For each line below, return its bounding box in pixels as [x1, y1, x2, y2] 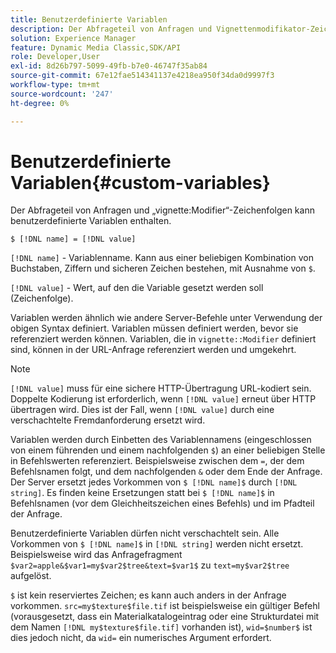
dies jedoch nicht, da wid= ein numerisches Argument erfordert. [10, 632, 272, 644]
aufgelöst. [10, 570, 52, 582]
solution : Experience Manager [10, 33, 137, 43]
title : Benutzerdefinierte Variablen [10, 14, 168, 25]
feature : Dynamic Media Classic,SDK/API [10, 42, 182, 53]
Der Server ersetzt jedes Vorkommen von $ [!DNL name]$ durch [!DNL [10, 476, 298, 488]
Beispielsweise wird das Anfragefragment [10, 549, 183, 561]
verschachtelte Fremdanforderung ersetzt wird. [10, 414, 206, 426]
